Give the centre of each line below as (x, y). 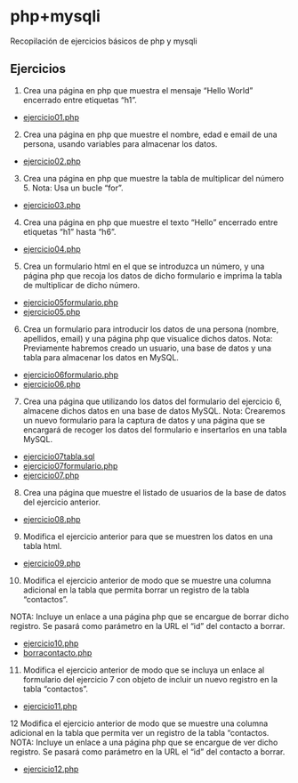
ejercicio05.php (52, 311)
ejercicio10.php (51, 643)
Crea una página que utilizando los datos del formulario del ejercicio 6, (153, 401)
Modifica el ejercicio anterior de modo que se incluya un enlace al (144, 670)
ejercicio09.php (52, 563)
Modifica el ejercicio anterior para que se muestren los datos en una (148, 537)
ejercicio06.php (52, 383)
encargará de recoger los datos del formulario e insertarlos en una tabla (155, 430)
